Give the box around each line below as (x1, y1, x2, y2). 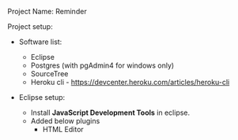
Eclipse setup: (18, 93, 66, 101)
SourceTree (30, 69, 69, 78)
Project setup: (7, 22, 53, 31)
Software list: (18, 37, 62, 46)
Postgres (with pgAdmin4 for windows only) (30, 61, 175, 70)
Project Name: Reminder (7, 7, 88, 16)
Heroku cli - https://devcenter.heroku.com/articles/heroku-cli (30, 78, 230, 87)
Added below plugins (30, 116, 100, 125)
